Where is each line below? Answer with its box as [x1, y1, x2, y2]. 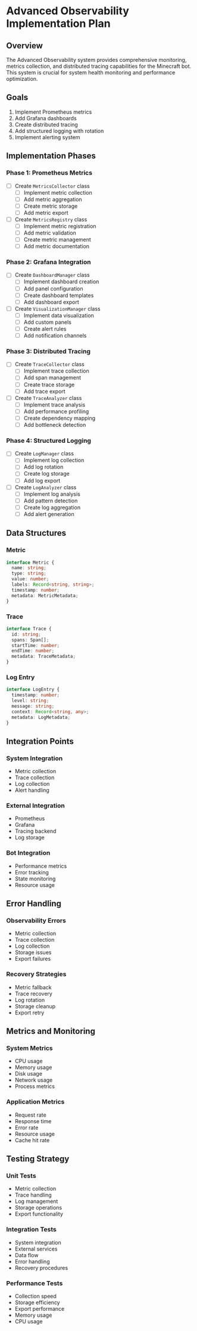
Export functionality [14, 1210, 64, 1218]
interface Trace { [6, 626, 52, 632]
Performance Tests [6, 1279, 63, 1287]
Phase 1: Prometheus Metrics [6, 168, 93, 177]
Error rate [14, 1124, 39, 1131]
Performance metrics [14, 862, 67, 870]
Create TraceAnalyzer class [14, 394, 82, 401]
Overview [6, 40, 43, 51]
